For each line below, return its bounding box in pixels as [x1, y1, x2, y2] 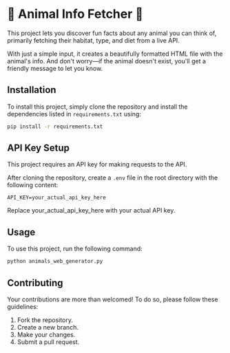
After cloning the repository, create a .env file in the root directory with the [7, 173, 218, 182]
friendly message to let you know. [7, 64, 103, 72]
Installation [7, 84, 56, 96]
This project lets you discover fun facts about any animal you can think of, [7, 29, 217, 37]
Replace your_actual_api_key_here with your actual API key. [7, 206, 176, 215]
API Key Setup [7, 142, 70, 154]
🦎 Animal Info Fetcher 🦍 [7, 6, 143, 22]
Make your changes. [17, 330, 76, 339]
